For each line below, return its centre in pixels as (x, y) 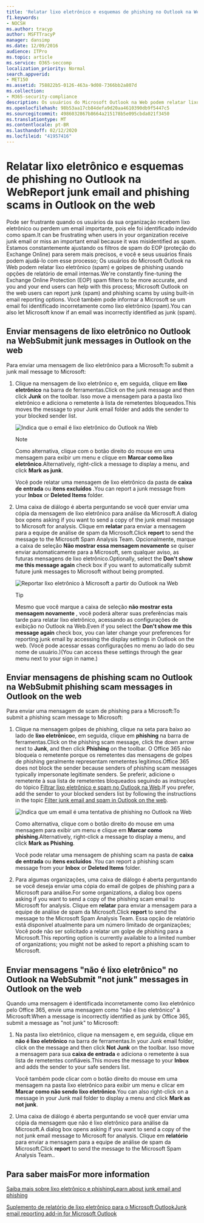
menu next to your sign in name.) (56, 658)
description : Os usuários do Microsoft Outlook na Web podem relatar (96, 102)
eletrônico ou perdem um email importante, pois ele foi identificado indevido (102, 228)
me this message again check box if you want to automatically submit (103, 565)
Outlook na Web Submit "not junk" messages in (97, 979)
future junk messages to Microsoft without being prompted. (90, 571)
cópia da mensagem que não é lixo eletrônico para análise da (92, 1123)
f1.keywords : (23, 18)
